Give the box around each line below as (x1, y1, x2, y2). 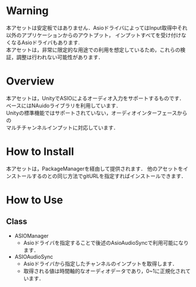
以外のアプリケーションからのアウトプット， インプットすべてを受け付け (6, 31, 181, 39)
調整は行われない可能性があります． (16, 53, 104, 60)
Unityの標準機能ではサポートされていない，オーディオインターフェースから (6, 109, 188, 116)
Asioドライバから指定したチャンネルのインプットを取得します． (23, 260, 178, 267)
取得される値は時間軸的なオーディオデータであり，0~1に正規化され (23, 267, 186, 274)
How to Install (6, 145, 75, 158)
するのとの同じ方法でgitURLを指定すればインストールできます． (31, 172, 187, 180)
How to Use (6, 194, 63, 207)
